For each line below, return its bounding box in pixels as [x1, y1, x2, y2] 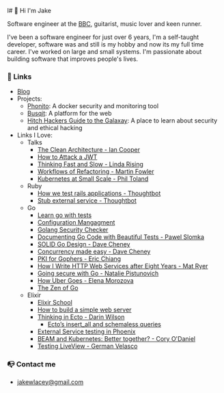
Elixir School [37, 299, 73, 307]
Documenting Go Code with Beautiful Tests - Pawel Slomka [37, 233, 205, 241]
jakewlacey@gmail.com [16, 377, 84, 386]
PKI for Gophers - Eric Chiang [37, 255, 122, 263]
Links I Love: [16, 131, 53, 140]
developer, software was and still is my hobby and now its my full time [7, 40, 204, 48]
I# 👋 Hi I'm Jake [7, 7, 51, 14]
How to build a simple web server [37, 305, 132, 314]
